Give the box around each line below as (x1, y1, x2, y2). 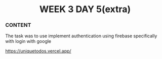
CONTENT (5, 22, 31, 29)
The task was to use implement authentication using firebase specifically (5, 33, 157, 39)
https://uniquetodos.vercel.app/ (5, 48, 72, 54)
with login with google (5, 38, 52, 44)
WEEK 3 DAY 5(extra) (39, 4, 131, 15)
